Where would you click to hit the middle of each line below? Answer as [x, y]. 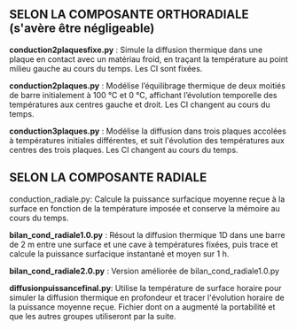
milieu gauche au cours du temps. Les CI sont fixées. [106, 68]
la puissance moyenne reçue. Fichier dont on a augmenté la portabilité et [142, 307]
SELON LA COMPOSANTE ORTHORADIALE [129, 15]
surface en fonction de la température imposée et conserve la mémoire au [145, 208]
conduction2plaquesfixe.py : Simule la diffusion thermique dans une [136, 50]
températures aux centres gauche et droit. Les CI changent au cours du [140, 104]
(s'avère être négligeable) [82, 29]
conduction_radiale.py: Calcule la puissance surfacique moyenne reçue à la [147, 199]
